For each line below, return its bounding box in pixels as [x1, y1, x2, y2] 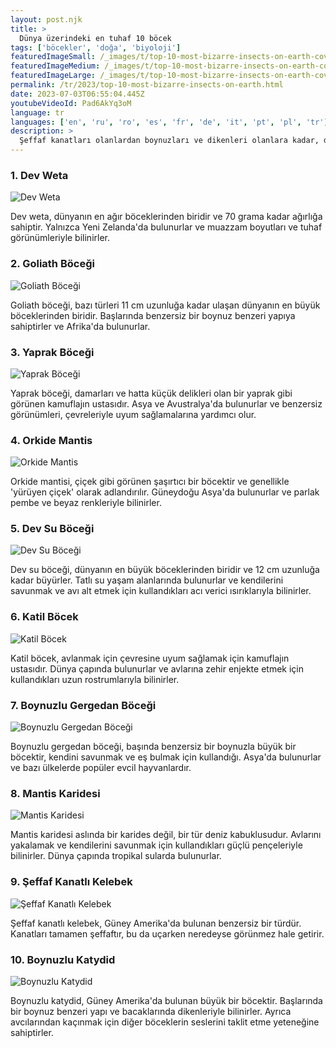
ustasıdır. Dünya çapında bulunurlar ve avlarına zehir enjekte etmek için [10, 662, 304, 675]
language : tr [10, 107, 65, 118]
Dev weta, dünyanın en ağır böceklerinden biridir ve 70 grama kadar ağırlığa [10, 211, 323, 223]
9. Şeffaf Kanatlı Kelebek [10, 875, 133, 889]
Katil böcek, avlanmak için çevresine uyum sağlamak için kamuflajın [10, 652, 290, 664]
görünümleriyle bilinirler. [10, 232, 110, 244]
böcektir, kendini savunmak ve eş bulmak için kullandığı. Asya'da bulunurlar [10, 751, 322, 763]
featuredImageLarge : [10, 71, 97, 81]
